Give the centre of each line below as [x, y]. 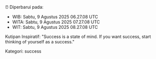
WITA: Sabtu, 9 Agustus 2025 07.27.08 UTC [56, 22]
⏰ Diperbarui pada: [24, 7]
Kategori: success [23, 51]
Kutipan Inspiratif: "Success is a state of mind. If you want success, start [78, 37]
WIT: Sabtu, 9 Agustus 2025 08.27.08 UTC [55, 27]
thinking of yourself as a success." [40, 42]
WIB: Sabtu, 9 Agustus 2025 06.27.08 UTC [55, 17]
